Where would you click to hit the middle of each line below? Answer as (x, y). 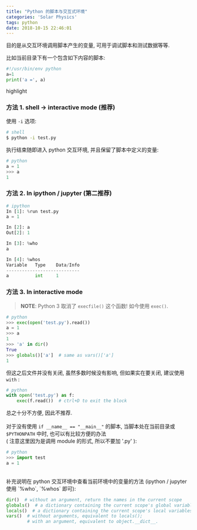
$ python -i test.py (31, 138)
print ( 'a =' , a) (26, 80)
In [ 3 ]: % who (22, 244)
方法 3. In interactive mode (45, 292)
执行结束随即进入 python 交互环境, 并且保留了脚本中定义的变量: (82, 150)
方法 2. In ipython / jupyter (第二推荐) (59, 193)
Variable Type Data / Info (43, 265)
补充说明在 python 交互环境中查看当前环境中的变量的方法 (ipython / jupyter (96, 481)
